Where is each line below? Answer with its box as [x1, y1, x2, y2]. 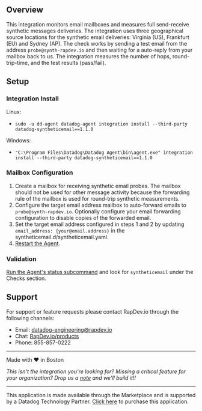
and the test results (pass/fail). [30, 59, 106, 66]
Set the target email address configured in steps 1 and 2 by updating [14, 221, 185, 228]
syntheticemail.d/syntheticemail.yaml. [14, 233, 109, 240]
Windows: [6, 136, 31, 144]
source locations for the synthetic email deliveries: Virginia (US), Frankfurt [6, 33, 189, 41]
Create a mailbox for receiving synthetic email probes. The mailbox [14, 182, 182, 189]
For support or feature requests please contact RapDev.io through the [6, 308, 179, 315]
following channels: [6, 314, 55, 321]
